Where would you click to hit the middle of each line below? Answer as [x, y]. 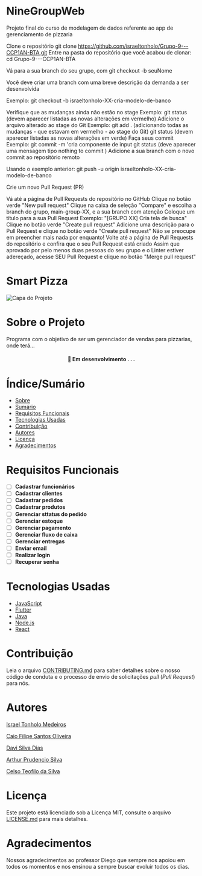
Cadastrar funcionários [45, 487]
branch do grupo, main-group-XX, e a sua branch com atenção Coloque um [100, 211]
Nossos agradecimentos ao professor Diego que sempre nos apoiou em [96, 860]
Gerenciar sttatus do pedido [51, 514]
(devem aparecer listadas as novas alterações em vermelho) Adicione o [95, 119]
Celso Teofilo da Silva [33, 771]
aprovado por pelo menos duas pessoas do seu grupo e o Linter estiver [95, 250]
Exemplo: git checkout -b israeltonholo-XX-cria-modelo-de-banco [89, 100]
